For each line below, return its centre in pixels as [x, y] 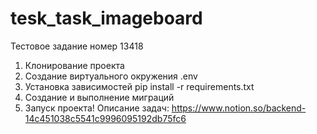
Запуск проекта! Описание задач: [97, 108]
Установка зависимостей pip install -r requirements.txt [139, 86]
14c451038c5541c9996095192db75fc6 [105, 118]
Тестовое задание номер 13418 [77, 46]
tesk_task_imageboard [106, 18]
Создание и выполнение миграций [99, 97]
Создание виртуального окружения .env [111, 76]
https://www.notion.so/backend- [239, 108]
